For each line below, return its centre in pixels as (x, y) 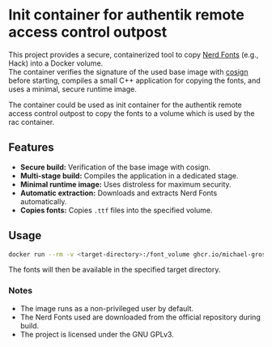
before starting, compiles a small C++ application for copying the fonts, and (134, 80)
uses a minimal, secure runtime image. (73, 89)
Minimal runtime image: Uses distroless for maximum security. (126, 184)
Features (31, 148)
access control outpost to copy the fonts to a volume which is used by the (132, 113)
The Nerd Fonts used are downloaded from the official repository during (140, 317)
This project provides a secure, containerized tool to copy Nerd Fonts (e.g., (134, 54)
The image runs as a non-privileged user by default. (107, 308)
